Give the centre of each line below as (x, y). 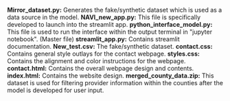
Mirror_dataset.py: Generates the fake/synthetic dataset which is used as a (115, 10)
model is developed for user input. (56, 90)
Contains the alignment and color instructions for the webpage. (96, 61)
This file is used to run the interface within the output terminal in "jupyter (110, 32)
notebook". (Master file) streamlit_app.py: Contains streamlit (93, 39)
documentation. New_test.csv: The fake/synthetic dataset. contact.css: (110, 46)
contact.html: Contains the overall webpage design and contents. (101, 68)
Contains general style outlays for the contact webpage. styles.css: (104, 54)
